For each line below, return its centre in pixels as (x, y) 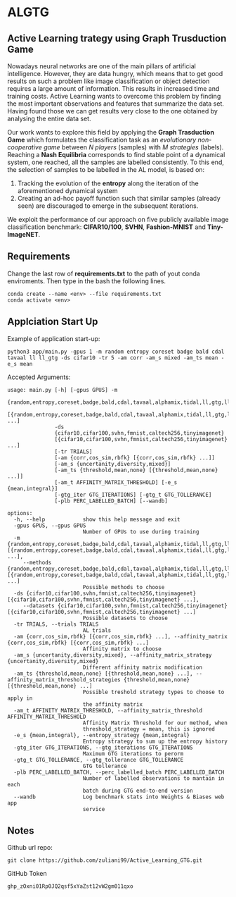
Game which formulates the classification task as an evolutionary (102, 140)
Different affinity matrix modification (142, 667)
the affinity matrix (112, 704)
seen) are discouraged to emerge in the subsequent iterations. (108, 206)
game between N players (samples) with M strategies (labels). (133, 147)
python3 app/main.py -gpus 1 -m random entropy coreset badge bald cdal (116, 352)
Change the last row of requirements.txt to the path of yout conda (104, 273)
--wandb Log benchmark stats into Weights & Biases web (119, 797)
